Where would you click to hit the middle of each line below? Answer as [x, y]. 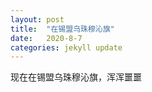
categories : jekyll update [66, 47]
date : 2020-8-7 [46, 38]
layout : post [37, 19]
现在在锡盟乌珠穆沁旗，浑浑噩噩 [76, 77]
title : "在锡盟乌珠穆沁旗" [62, 29]
